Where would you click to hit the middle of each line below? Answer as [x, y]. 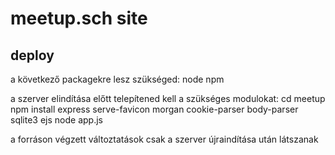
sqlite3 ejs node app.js [56, 120]
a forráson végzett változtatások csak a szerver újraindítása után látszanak [164, 139]
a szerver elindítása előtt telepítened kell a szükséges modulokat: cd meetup [168, 98]
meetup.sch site [79, 18]
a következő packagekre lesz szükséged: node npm [117, 79]
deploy [32, 55]
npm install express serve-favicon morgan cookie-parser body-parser [154, 109]
